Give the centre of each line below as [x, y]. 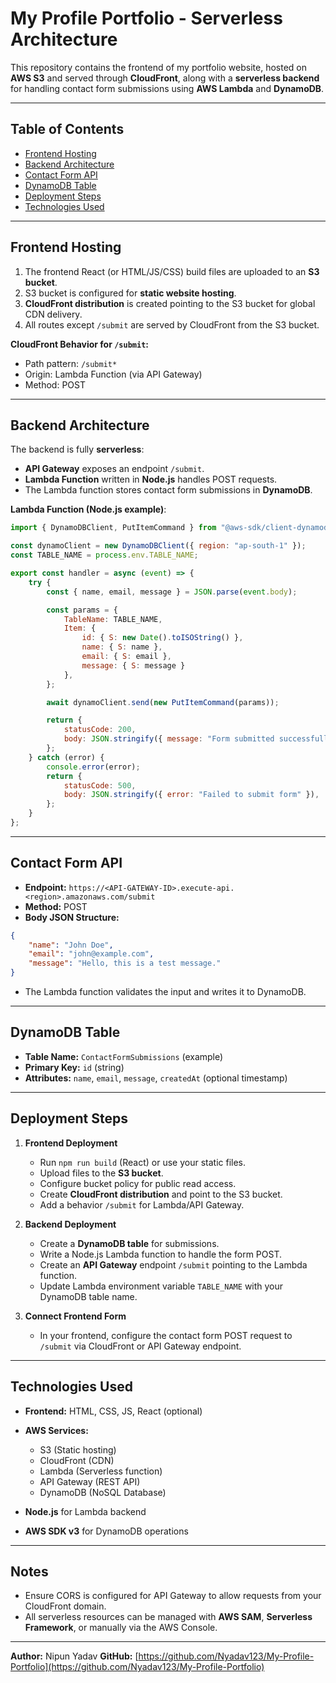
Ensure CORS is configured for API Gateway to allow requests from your [173, 1596]
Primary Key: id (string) [74, 1067]
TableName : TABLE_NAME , [113, 619]
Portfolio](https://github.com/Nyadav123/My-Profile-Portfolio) [137, 1667]
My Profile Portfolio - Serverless [146, 18]
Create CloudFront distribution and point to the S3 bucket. [161, 1194]
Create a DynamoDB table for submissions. [129, 1243]
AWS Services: [56, 1430]
